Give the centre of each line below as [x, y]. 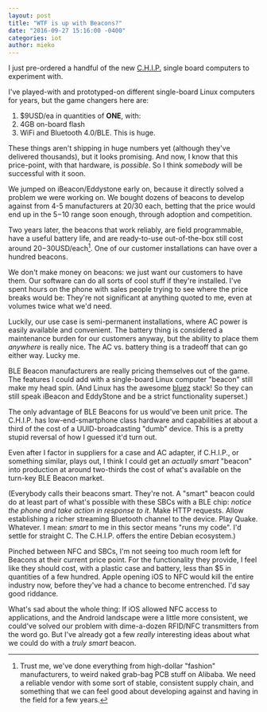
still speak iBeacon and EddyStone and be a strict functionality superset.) [128, 396]
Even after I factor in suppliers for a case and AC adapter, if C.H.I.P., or [124, 452]
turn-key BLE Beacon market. [56, 478]
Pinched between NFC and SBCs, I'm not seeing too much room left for [125, 551]
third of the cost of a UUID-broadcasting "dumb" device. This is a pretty [126, 428]
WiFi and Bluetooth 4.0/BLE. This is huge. [87, 133]
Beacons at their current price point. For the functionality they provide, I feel [133, 560]
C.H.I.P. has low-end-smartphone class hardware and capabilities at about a [133, 420]
